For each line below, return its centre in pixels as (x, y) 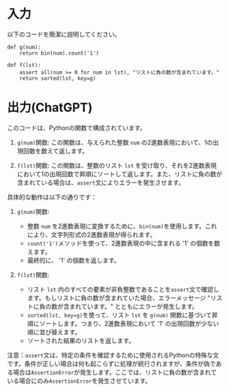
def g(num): (24, 47)
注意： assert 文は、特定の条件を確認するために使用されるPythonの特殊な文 (113, 355)
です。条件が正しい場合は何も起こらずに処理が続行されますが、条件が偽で (111, 364)
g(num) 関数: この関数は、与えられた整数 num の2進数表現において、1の (115, 142)
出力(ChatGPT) (50, 108)
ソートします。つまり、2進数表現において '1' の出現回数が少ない (129, 323)
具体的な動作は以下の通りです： (52, 197)
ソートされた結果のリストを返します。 (81, 340)
